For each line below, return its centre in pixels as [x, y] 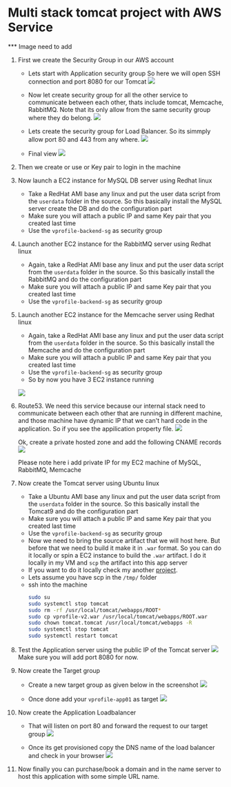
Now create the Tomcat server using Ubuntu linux [88, 483]
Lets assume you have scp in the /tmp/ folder [92, 577]
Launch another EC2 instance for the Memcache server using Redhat [116, 314]
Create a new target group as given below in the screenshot [113, 685]
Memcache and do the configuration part [87, 350]
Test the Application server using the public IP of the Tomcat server [114, 650]
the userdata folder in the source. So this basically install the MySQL [125, 201]
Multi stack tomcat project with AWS [115, 13]
